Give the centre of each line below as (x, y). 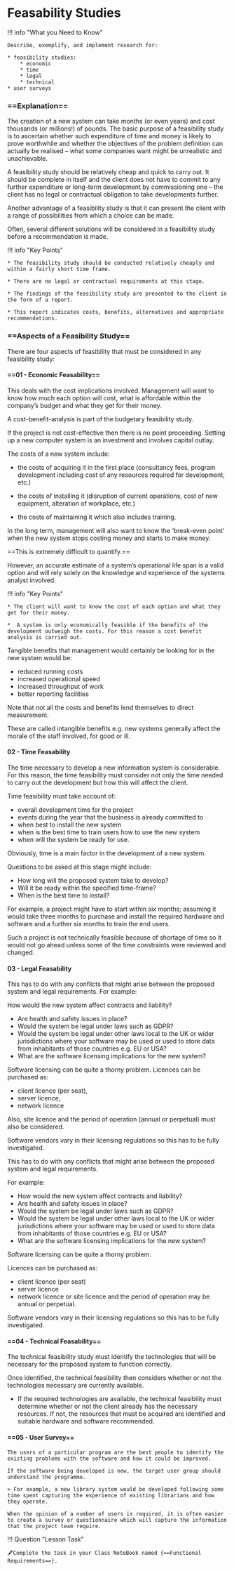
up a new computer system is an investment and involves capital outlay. (111, 440)
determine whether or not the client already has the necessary (108, 1407)
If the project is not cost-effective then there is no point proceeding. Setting (116, 433)
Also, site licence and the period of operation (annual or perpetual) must (111, 1119)
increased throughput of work (60, 686)
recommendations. (33, 318)
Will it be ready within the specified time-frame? (87, 888)
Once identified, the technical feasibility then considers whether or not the (115, 1378)
